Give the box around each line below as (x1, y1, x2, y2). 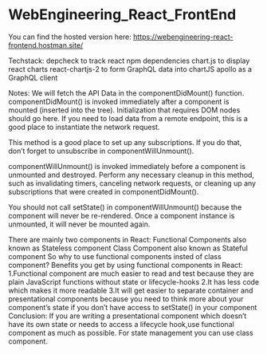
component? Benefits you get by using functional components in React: (8, 260, 243, 269)
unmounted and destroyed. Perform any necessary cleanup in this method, (8, 170, 255, 179)
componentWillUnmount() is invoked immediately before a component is (8, 161, 245, 171)
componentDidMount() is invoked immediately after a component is (8, 96, 230, 106)
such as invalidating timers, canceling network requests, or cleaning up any (8, 178, 257, 188)
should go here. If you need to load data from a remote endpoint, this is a (8, 113, 249, 123)
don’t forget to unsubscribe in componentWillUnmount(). (8, 146, 194, 155)
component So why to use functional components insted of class (8, 251, 222, 261)
